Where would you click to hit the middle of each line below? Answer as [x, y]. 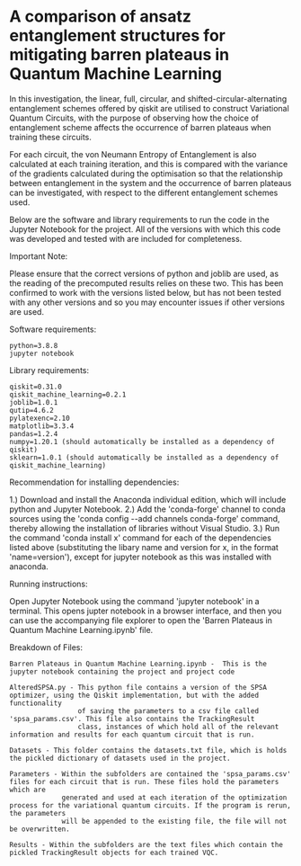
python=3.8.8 [34, 345]
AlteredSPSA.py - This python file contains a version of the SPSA [138, 687]
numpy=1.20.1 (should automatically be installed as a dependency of [142, 442]
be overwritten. [40, 829]
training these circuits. [51, 137]
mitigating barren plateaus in [120, 55]
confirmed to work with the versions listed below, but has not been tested [145, 292]
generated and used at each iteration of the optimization [174, 798]
